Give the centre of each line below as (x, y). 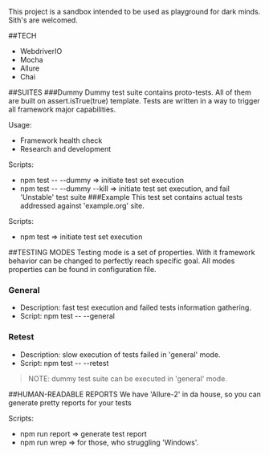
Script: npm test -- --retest (64, 363)
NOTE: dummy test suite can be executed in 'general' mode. (127, 378)
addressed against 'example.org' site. (82, 205)
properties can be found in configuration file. (82, 269)
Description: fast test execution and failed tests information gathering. (135, 307)
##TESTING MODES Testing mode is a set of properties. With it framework (132, 252)
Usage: (20, 125)
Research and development (65, 149)
